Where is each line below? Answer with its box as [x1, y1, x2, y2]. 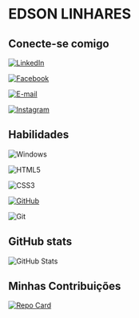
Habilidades [8, 128, 69, 141]
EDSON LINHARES [8, 5, 132, 23]
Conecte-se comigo [8, 37, 109, 51]
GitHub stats [8, 234, 73, 249]
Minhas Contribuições [8, 279, 121, 293]
